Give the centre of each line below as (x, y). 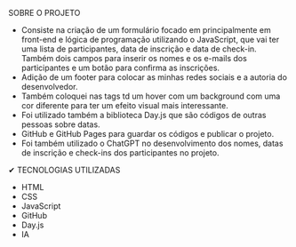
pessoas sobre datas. (60, 124)
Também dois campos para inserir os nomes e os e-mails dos (134, 58)
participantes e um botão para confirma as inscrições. (120, 68)
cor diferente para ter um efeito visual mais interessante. (124, 105)
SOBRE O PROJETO (44, 13)
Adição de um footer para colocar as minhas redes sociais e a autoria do (154, 77)
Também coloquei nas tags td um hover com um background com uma (151, 96)
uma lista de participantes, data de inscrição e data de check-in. (139, 49)
